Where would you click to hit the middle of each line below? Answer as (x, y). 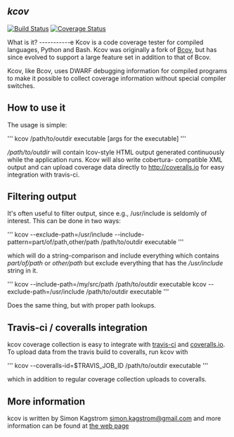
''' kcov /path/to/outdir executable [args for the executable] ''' (97, 138)
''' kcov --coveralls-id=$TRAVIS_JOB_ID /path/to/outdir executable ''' (108, 366)
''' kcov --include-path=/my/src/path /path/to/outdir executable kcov (107, 284)
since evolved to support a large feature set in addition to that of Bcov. (109, 57)
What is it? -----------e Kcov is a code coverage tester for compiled (105, 42)
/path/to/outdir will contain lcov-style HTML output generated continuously (116, 152)
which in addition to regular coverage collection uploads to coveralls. (107, 379)
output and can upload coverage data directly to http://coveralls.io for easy (116, 167)
